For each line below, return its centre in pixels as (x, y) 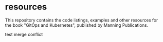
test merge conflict (24, 34)
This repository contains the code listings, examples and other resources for (81, 20)
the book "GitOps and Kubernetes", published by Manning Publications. (77, 25)
